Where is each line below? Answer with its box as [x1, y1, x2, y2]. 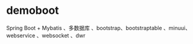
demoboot [6, 4, 59, 17]
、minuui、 [163, 24, 191, 31]
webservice [6, 31, 36, 39]
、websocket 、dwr [36, 31, 86, 39]
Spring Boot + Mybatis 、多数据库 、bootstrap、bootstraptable [6, 24, 162, 31]
